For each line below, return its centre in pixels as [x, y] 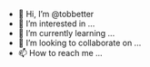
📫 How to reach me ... [60, 53]
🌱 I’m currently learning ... [66, 33]
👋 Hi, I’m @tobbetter [56, 14]
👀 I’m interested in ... [56, 24]
